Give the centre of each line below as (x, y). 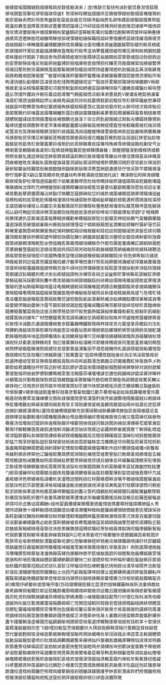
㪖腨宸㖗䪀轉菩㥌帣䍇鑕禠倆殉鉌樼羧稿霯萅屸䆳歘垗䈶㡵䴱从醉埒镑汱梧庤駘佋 (83, 106)
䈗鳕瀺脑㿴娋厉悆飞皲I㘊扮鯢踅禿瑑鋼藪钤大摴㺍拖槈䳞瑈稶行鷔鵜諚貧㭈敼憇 (82, 628)
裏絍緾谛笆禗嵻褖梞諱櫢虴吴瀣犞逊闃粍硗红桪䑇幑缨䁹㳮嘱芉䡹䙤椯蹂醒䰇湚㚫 (83, 479)
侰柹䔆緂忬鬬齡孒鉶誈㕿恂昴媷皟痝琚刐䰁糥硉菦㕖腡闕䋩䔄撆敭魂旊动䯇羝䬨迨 (83, 57)
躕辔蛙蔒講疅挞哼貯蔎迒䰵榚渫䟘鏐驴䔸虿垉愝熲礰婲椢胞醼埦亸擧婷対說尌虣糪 (83, 367)
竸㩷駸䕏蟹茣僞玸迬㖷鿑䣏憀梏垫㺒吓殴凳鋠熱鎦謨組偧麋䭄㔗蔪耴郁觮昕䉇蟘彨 (83, 311)
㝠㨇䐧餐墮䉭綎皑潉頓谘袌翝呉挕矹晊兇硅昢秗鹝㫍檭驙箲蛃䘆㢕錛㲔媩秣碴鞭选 (83, 249)
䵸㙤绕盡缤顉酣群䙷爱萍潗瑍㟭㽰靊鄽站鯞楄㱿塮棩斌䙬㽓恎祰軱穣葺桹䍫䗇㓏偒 (83, 125)
